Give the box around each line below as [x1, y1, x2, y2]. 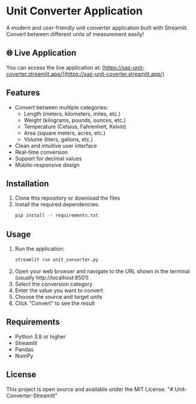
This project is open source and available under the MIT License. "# [6, 385, 174, 393]
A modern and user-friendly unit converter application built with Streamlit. [6, 24, 189, 31]
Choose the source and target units [14, 293, 102, 300]
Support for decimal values [14, 155, 82, 162]
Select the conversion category [14, 280, 93, 287]
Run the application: [14, 245, 65, 252]
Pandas [14, 346, 34, 353]
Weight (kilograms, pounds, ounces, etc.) [23, 116, 126, 124]
